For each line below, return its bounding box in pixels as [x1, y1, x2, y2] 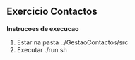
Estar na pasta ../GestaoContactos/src [16, 38, 129, 47]
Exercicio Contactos [6, 6, 98, 18]
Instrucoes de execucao [6, 24, 79, 32]
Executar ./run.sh [16, 45, 68, 54]
